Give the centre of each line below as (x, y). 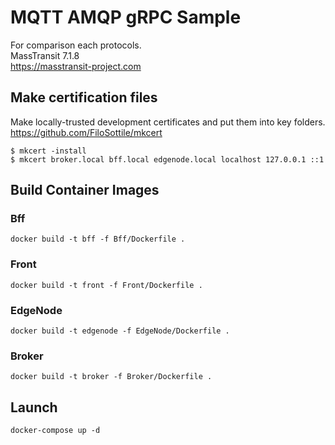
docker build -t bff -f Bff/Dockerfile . (98, 239)
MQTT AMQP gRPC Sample (126, 17)
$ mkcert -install (48, 151)
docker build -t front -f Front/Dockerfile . (106, 285)
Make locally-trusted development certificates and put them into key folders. (168, 122)
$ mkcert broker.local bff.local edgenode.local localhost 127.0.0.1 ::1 (167, 159)
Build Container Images (85, 190)
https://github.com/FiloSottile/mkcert (86, 132)
